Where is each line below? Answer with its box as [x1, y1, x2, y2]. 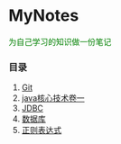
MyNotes [8, 5, 79, 26]
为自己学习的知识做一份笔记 [8, 36, 112, 47]
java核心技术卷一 [21, 93, 85, 103]
